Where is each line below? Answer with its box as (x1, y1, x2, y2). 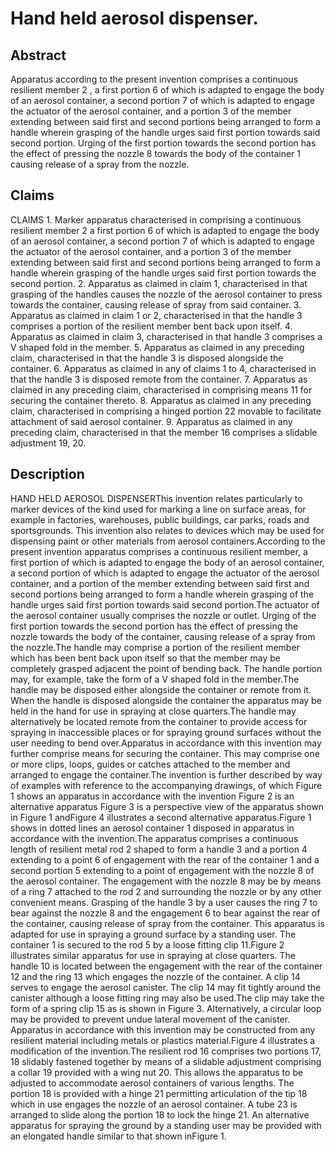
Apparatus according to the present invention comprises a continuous (10, 73, 299, 85)
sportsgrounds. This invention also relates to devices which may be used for (10, 524, 325, 536)
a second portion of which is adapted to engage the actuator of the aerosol (10, 567, 320, 579)
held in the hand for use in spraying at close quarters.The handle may (10, 705, 297, 717)
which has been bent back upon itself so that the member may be (10, 652, 281, 664)
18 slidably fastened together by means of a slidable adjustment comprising (10, 1055, 322, 1067)
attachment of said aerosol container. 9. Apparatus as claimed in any (10, 415, 293, 427)
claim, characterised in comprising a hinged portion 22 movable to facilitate (10, 405, 322, 417)
